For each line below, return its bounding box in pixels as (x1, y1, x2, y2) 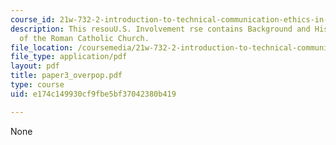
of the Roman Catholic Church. (19, 33, 150, 43)
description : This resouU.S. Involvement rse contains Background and (10, 24, 311, 34)
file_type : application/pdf (10, 52, 128, 62)
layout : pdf (10, 61, 60, 71)
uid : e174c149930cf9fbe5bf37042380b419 (10, 89, 177, 99)
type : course (10, 80, 65, 90)
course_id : (10, 14, 56, 25)
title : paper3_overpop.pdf (10, 71, 123, 81)
